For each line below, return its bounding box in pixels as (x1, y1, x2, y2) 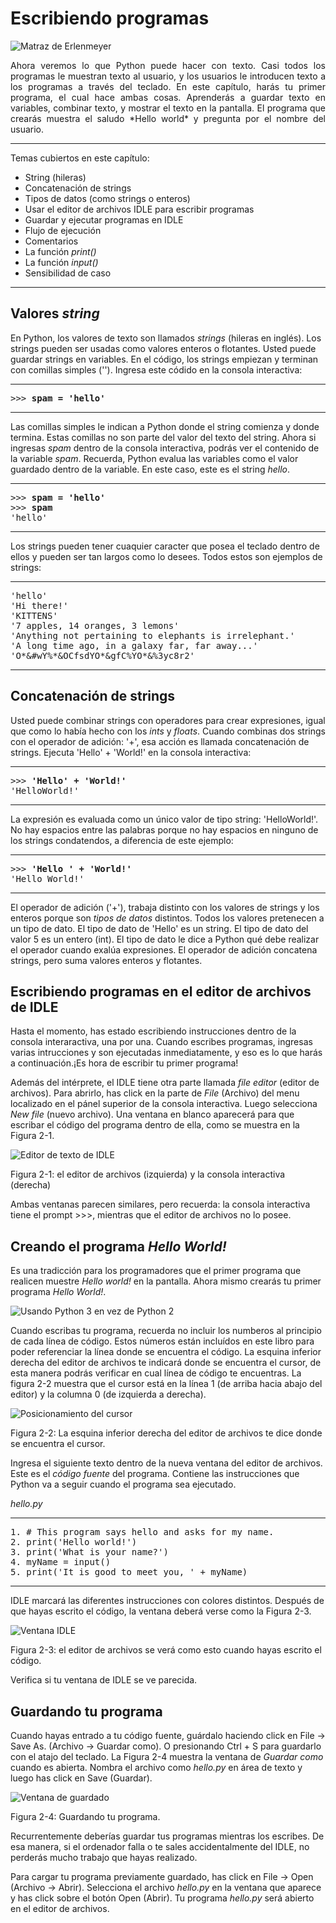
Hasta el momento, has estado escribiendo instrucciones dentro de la (10, 1025, 297, 1037)
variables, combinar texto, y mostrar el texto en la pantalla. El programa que (10, 102, 326, 114)
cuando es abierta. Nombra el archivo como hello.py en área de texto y (10, 1762, 303, 1773)
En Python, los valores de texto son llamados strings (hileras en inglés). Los (10, 332, 322, 344)
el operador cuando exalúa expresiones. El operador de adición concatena (10, 943, 318, 956)
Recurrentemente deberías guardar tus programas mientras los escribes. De (10, 1830, 325, 1842)
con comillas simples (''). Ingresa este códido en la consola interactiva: (10, 363, 303, 376)
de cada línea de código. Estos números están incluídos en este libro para (10, 1335, 315, 1347)
